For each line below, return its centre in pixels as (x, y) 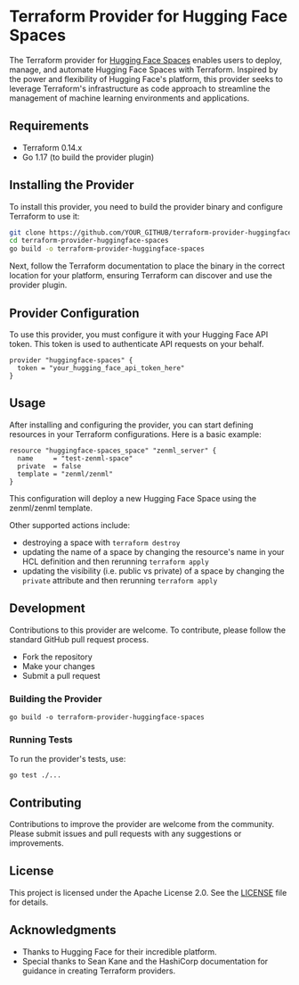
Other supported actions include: (70, 525)
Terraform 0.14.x (52, 147)
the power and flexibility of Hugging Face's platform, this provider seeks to (146, 79)
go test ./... (36, 775)
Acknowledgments (63, 930)
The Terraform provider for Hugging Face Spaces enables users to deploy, (146, 60)
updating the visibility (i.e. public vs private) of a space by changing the (153, 571)
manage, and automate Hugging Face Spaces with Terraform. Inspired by (144, 70)
